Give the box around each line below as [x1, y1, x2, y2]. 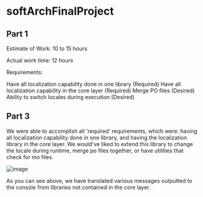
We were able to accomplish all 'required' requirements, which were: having [6, 127, 197, 135]
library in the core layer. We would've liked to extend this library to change [6, 140, 193, 147]
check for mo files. [6, 153, 54, 160]
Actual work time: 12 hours [6, 57, 73, 64]
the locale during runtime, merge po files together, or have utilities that [6, 147, 184, 154]
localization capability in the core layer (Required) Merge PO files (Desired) [6, 87, 195, 94]
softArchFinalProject [6, 4, 114, 18]
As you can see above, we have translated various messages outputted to [6, 177, 193, 184]
